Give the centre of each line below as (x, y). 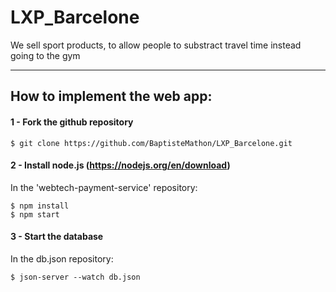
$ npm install (40, 206)
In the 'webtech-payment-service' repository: (104, 187)
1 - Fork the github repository (72, 122)
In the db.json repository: (62, 258)
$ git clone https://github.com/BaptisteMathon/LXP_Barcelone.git (151, 143)
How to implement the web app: (111, 96)
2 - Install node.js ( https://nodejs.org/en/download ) (120, 165)
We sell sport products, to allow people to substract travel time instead (156, 45)
